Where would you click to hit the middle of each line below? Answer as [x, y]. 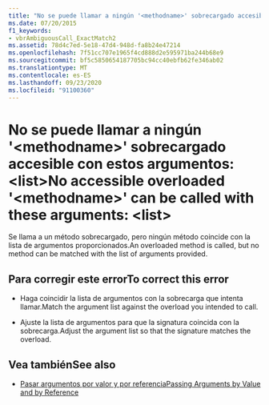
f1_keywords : [30, 30]
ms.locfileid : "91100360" [51, 90]
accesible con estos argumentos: [121, 164]
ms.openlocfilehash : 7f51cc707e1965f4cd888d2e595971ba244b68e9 [116, 53]
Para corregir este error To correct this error [119, 279]
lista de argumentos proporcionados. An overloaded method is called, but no [134, 246]
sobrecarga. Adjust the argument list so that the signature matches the [135, 331]
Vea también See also [62, 365]
